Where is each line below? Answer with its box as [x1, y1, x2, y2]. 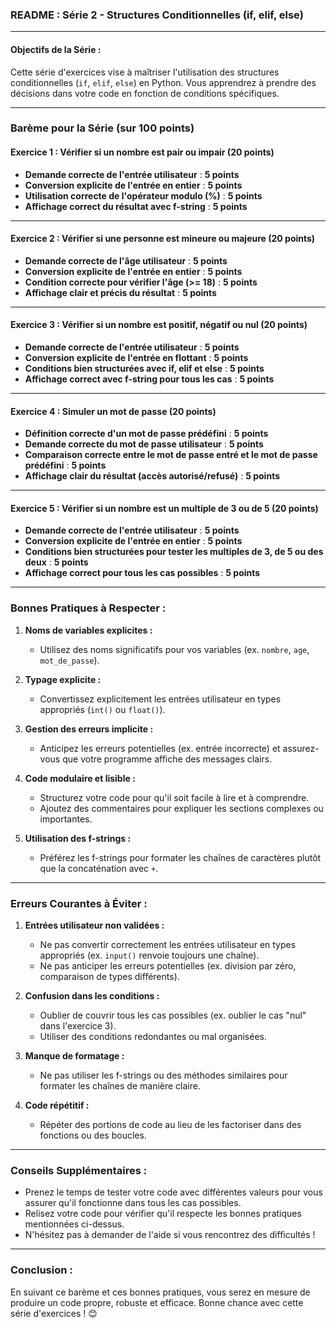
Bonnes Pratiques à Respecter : [10, 601, 167, 615]
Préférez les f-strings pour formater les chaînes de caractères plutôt [39, 851, 322, 863]
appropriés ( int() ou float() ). [39, 703, 166, 715]
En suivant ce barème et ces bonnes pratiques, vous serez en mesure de [10, 1286, 311, 1298]
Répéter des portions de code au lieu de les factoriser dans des [39, 1119, 302, 1131]
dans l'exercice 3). [39, 1020, 117, 1032]
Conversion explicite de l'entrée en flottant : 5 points [24, 352, 249, 364]
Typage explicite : [24, 673, 102, 685]
